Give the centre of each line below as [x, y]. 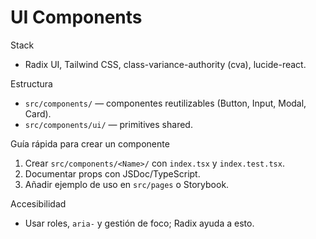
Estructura [31, 83]
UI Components [76, 17]
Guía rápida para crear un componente [90, 143]
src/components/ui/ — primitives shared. [108, 124]
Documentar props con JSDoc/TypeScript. [112, 173]
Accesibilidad [38, 203]
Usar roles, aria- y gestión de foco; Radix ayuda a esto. [139, 223]
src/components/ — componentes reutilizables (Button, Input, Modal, [165, 103]
